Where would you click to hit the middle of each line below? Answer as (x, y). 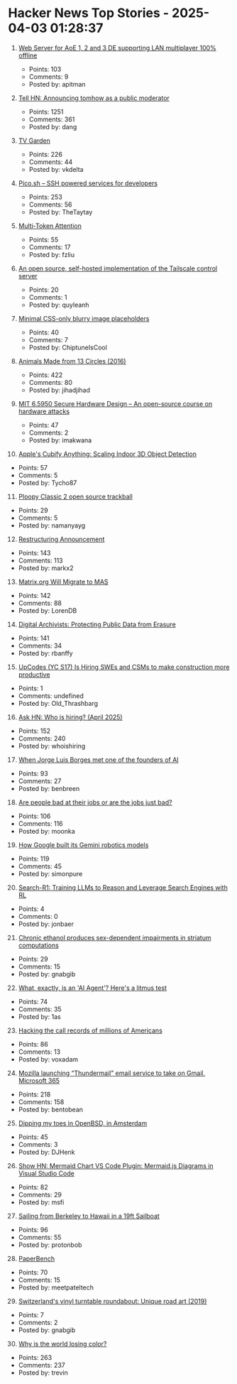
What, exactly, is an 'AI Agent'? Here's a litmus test (93, 988)
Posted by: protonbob (50, 1245)
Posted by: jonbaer (46, 924)
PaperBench (37, 1258)
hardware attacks (44, 411)
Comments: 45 (40, 866)
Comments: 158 (41, 1101)
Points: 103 (45, 69)
